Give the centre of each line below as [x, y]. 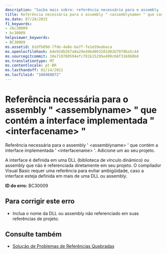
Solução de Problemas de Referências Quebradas [63, 246]
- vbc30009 [16, 28]
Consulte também [34, 234]
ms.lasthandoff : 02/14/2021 [34, 70]
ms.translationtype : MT [30, 61]
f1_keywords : [19, 24]
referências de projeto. [36, 219]
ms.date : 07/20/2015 [27, 19]
